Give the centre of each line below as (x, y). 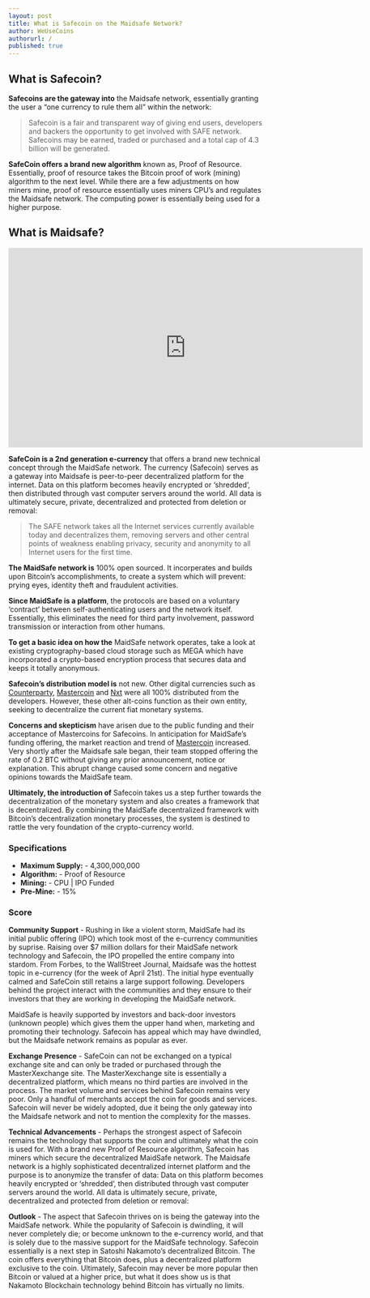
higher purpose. (35, 207)
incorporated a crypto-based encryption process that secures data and (128, 659)
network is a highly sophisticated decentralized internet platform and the (130, 1167)
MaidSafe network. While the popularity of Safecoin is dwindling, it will (126, 1225)
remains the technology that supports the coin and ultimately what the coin (134, 1141)
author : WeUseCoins (41, 31)
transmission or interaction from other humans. (87, 626)
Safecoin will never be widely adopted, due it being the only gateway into (130, 1108)
